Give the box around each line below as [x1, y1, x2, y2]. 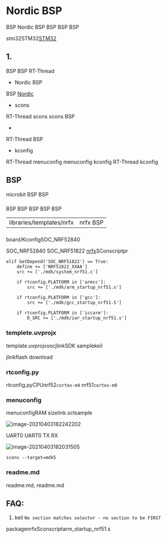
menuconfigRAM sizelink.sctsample [6, 409, 93, 417]
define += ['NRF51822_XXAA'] [16, 264, 88, 270]
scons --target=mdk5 [6, 455, 57, 461]
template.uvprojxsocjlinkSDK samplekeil [6, 342, 103, 349]
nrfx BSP [79, 219, 104, 227]
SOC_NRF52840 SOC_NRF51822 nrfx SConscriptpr [6, 247, 128, 254]
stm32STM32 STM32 [6, 35, 57, 42]
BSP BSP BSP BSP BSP [6, 205, 62, 212]
